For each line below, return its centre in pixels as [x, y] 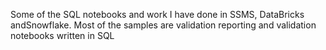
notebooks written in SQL [62, 35]
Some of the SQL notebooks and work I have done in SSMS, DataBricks [157, 14]
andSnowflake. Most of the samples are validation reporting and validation [163, 25]
